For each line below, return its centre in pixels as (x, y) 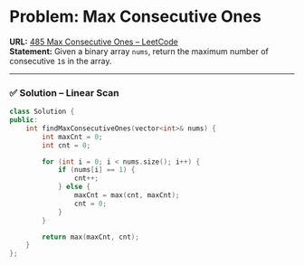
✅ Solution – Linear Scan (64, 92)
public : (24, 120)
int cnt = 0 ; (66, 145)
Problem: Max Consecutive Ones (136, 17)
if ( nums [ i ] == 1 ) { (96, 170)
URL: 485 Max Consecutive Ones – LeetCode (94, 42)
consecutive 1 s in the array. (61, 61)
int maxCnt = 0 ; (72, 137)
